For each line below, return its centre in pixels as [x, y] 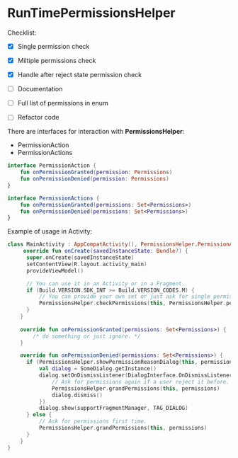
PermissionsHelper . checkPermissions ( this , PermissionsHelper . [132, 303]
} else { [39, 415]
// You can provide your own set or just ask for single [125, 297]
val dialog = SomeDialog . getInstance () [98, 369]
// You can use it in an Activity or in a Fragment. [106, 284]
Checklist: [22, 33]
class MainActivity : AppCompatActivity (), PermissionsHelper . [103, 245]
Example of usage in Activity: [50, 231]
